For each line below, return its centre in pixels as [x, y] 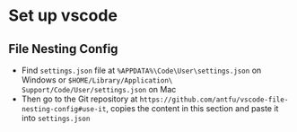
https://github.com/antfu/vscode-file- [214, 100]
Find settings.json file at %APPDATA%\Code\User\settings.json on [141, 70]
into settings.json [56, 118]
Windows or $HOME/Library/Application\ [97, 80]
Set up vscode [63, 16]
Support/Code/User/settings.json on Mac [99, 89]
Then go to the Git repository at [79, 99]
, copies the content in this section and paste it [192, 108]
